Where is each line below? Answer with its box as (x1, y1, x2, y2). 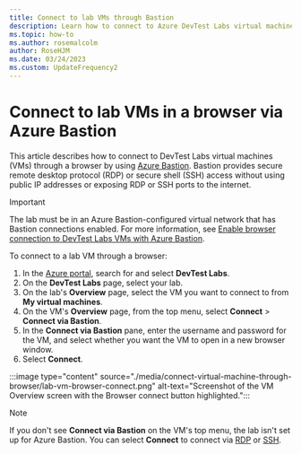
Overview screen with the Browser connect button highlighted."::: (9, 389, 251, 400)
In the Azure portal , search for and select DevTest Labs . (21, 267, 230, 278)
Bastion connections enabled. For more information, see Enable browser (9, 223, 276, 234)
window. (21, 344, 54, 354)
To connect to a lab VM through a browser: (9, 250, 168, 261)
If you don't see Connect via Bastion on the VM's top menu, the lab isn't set (9, 424, 291, 435)
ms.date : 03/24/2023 (9, 55, 87, 64)
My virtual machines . (21, 296, 103, 307)
